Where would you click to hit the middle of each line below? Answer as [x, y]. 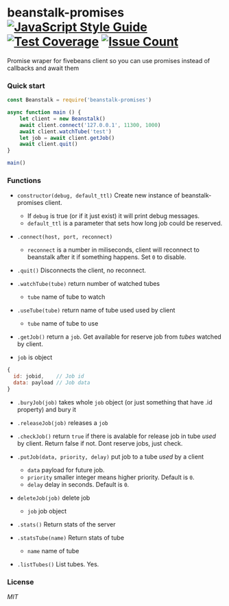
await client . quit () [49, 144]
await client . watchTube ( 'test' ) [65, 132]
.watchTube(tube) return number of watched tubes [88, 284]
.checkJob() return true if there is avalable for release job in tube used [117, 436]
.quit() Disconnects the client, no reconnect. [81, 270]
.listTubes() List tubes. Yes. [58, 564]
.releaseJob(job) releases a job [62, 422]
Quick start [26, 86]
